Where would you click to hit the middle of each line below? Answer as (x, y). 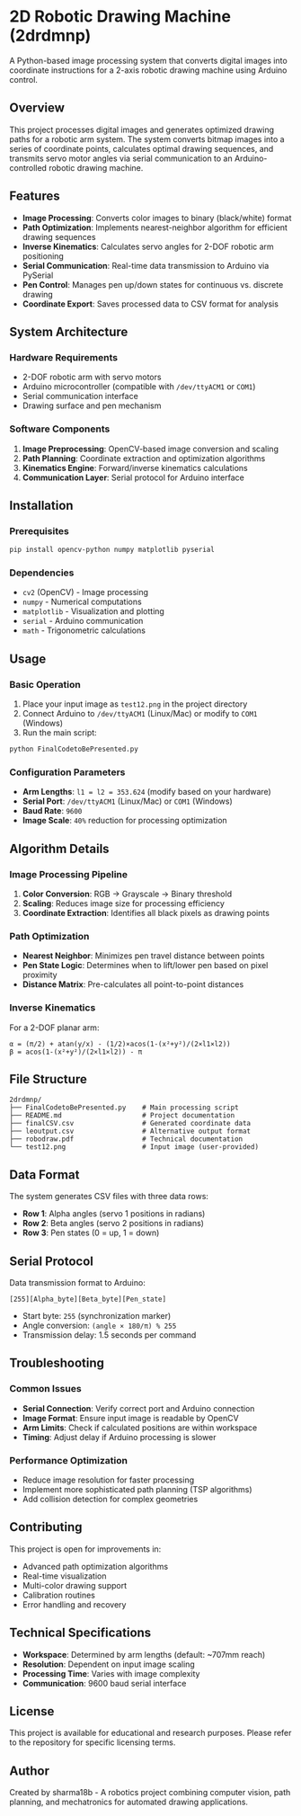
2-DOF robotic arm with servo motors (92, 377)
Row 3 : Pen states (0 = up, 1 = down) (91, 1233)
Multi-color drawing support (75, 1585)
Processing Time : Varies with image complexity (111, 1673)
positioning (43, 256)
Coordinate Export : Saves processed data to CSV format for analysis (150, 304)
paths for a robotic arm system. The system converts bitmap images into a (147, 139)
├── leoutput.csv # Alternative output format (130, 1131)
